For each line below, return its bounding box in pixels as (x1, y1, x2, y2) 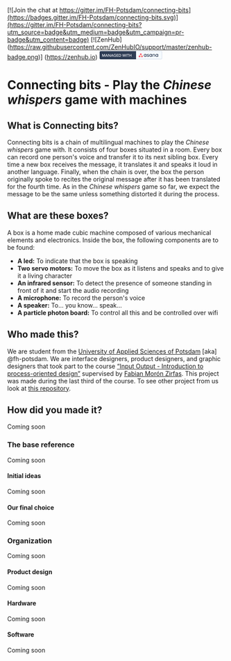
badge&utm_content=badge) (7, 35, 89, 44)
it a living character (17, 271, 73, 280)
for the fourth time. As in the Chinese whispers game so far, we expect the (7, 182, 220, 191)
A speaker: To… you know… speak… (17, 301, 123, 309)
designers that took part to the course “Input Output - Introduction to (7, 362, 204, 370)
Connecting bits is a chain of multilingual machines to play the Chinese (7, 138, 209, 146)
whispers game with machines (7, 92, 187, 108)
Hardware (7, 599, 37, 607)
